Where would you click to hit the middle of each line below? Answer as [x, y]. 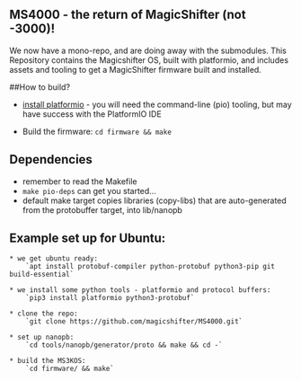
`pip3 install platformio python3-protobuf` [110, 298]
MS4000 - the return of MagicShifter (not [128, 15]
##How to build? [40, 87]
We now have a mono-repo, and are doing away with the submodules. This [148, 50]
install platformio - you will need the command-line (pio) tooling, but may [157, 104]
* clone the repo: [44, 314]
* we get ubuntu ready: [54, 259]
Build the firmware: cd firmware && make [97, 131]
